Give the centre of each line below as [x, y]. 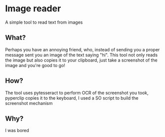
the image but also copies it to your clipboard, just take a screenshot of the [81, 60]
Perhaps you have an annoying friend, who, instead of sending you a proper [82, 49]
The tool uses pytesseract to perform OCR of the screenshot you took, [77, 93]
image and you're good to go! [35, 65]
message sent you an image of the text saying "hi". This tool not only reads [82, 55]
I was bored [17, 131]
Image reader [33, 9]
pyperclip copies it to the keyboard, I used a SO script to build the [72, 98]
